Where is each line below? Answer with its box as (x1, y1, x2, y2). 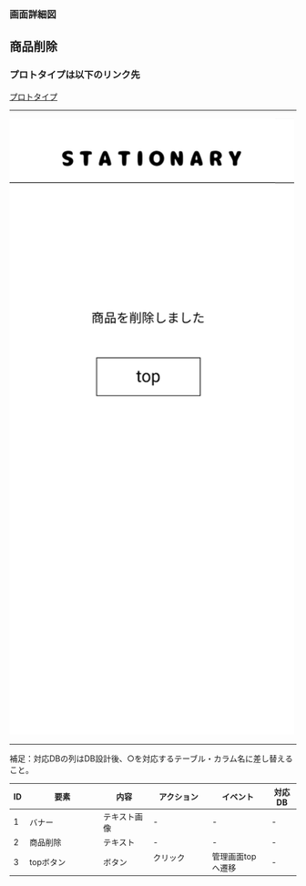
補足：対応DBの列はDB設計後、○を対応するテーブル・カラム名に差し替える (9, 753, 293, 764)
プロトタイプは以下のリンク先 (9, 68, 141, 81)
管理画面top (211, 851, 257, 862)
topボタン (29, 857, 66, 868)
